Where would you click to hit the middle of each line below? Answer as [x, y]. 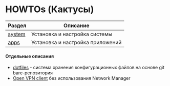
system [17, 34]
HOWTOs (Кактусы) [50, 9]
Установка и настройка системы [72, 34]
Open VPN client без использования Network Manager [71, 78]
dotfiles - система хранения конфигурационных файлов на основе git [89, 68]
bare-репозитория [33, 73]
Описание [76, 25]
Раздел [17, 25]
